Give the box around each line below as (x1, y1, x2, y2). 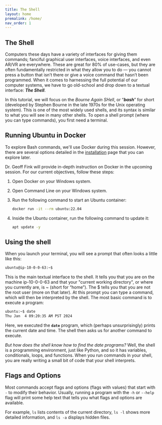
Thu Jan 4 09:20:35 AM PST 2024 (5, 314, 73, 319)
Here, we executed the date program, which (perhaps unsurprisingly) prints (5, 322, 156, 328)
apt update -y (12, 225, 41, 229)
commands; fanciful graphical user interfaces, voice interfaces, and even (5, 57, 151, 62)
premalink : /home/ (5, 16, 42, 21)
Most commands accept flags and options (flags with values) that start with (5, 384, 156, 390)
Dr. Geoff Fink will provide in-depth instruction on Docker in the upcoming (5, 164, 152, 169)
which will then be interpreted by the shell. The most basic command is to (5, 295, 152, 301)
